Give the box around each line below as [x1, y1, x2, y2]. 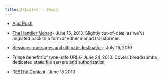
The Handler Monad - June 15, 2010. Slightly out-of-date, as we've [12, 30, 145, 36]
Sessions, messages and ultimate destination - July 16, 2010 [12, 44, 132, 50]
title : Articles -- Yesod [5, 7, 58, 12]
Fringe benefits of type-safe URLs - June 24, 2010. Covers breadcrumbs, [12, 54, 159, 60]
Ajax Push [12, 20, 33, 26]
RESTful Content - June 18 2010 [12, 69, 76, 75]
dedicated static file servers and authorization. [12, 59, 106, 65]
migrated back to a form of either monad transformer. [12, 35, 120, 41]
